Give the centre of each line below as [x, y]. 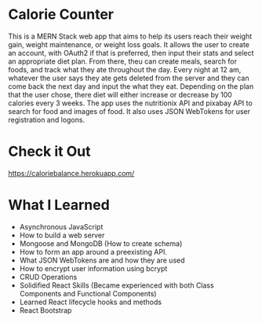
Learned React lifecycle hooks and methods [91, 302]
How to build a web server [62, 235]
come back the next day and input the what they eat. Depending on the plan [131, 86]
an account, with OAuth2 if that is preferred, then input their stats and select [131, 53]
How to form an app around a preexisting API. [93, 251]
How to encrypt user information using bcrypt [93, 268]
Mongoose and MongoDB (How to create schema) [101, 243]
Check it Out [49, 152]
